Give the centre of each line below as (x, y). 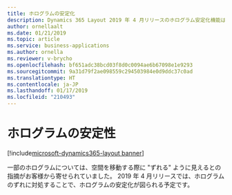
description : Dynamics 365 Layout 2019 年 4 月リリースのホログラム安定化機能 (114, 20)
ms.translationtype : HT (41, 78)
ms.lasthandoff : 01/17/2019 (48, 91)
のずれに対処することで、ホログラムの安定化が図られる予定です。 (100, 185)
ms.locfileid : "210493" (41, 98)
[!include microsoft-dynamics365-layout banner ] (76, 153)
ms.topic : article (33, 39)
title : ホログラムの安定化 (41, 13)
